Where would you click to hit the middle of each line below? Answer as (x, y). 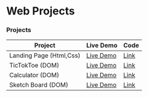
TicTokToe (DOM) (34, 66)
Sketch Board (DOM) (39, 85)
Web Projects (41, 11)
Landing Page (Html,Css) (45, 55)
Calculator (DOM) (34, 75)
